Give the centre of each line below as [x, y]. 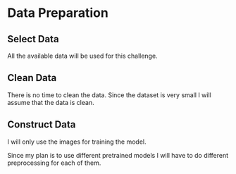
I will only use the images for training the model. [77, 142]
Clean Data [32, 78]
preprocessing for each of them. [54, 163]
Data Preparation [58, 13]
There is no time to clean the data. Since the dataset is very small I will [109, 95]
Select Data [33, 39]
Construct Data [42, 125]
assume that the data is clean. [51, 102]
